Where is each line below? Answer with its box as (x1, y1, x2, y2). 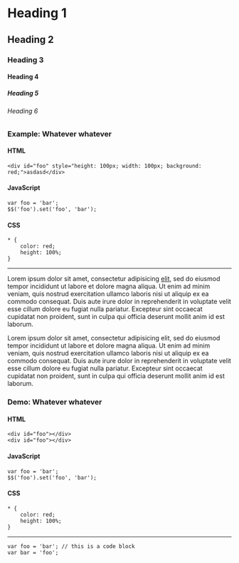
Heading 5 (7, 88, 39, 97)
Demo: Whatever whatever (7, 397, 102, 407)
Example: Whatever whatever (7, 128, 112, 138)
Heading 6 (7, 107, 38, 116)
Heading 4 (7, 73, 39, 81)
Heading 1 (7, 5, 68, 21)
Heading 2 (7, 34, 55, 46)
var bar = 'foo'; (7, 549, 59, 556)
